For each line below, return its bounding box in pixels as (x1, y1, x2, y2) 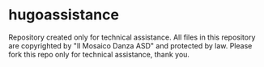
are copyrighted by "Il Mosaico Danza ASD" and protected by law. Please (8, 40, 253, 50)
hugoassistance (8, 6, 120, 24)
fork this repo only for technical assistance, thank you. (8, 49, 190, 59)
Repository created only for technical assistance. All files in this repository (8, 32, 256, 42)
